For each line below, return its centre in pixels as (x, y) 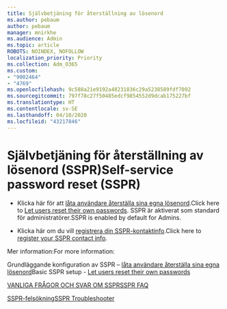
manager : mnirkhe (32, 32)
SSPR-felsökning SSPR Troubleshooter (61, 299)
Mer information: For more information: (61, 252)
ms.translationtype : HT (41, 103)
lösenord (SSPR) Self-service (91, 170)
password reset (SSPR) (74, 184)
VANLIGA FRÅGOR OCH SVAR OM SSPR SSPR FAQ (78, 285)
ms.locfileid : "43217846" (44, 121)
